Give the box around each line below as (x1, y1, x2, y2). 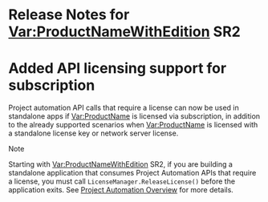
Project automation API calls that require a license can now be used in (8, 103, 239, 113)
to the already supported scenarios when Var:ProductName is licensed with (8, 120, 258, 130)
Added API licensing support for (8, 59, 227, 78)
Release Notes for (8, 6, 130, 24)
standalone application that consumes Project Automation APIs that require (8, 168, 257, 178)
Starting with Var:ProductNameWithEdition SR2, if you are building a (8, 160, 233, 169)
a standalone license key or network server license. (8, 128, 179, 138)
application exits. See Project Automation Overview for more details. (8, 185, 234, 195)
